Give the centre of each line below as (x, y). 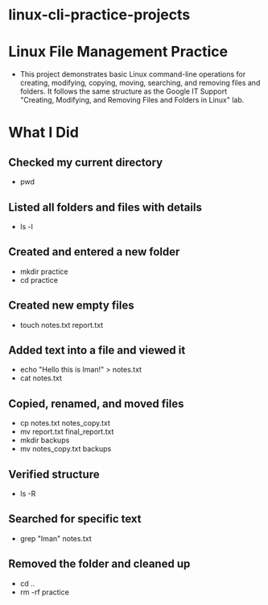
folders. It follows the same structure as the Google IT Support (124, 91)
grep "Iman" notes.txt (56, 538)
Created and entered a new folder (94, 252)
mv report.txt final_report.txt (67, 432)
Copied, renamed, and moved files (96, 403)
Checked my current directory (86, 162)
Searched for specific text (75, 519)
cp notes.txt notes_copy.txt (65, 423)
